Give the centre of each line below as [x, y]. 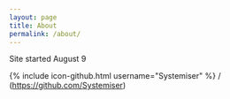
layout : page [33, 17]
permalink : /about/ [45, 34]
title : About [33, 26]
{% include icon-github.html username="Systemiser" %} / [115, 76]
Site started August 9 [48, 59]
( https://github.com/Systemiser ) [68, 86]
